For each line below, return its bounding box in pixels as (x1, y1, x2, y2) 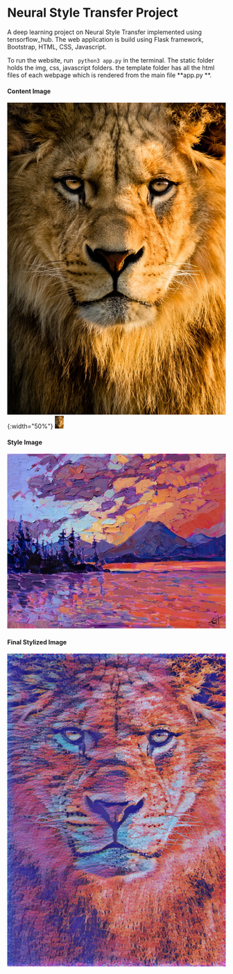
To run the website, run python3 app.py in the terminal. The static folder (7, 56, 214, 64)
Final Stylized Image (7, 638, 67, 646)
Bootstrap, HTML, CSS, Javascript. (7, 42, 107, 51)
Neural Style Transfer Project (7, 5, 178, 21)
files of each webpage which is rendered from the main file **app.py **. (7, 71, 212, 79)
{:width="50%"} (7, 422, 53, 430)
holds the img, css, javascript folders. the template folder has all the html (7, 63, 215, 72)
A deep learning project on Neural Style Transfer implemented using (7, 28, 202, 36)
